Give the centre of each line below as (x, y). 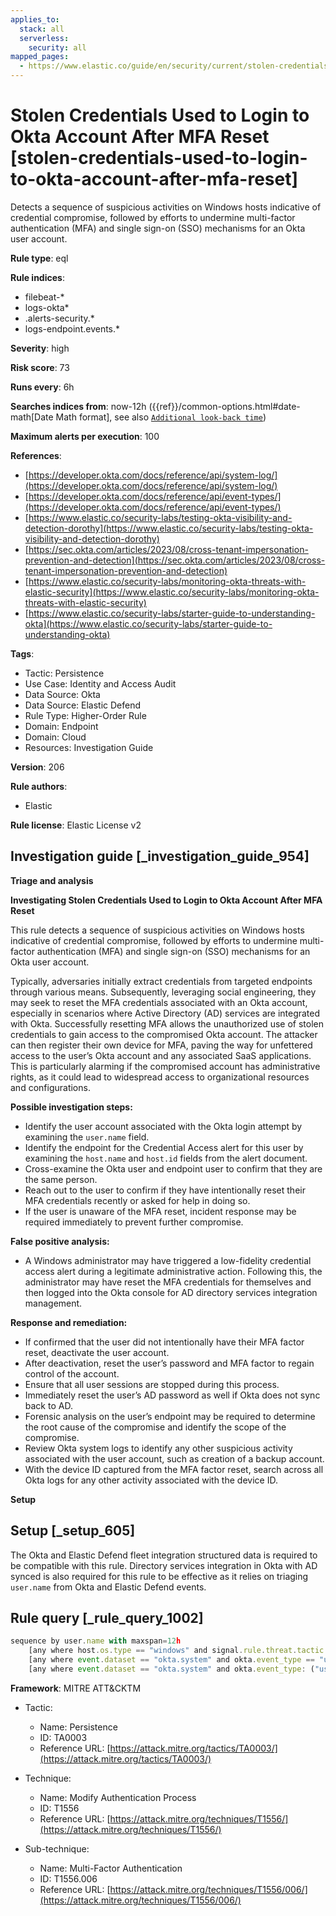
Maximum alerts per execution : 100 (85, 436)
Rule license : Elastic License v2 (76, 825)
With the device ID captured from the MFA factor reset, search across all (174, 1469)
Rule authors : (39, 786)
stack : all (42, 29)
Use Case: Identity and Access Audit (100, 683)
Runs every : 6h (42, 387)
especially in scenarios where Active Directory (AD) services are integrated (165, 1013)
